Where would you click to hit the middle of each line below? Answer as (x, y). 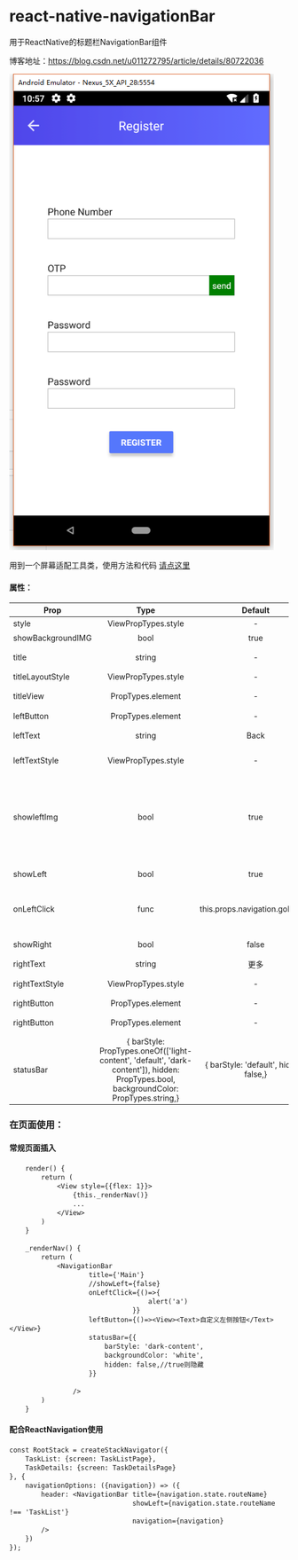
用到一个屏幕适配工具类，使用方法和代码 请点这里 (100, 565)
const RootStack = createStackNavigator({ (89, 1450)
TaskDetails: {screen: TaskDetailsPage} (101, 1468)
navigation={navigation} (178, 1521)
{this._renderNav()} (110, 1195)
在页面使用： (37, 1125)
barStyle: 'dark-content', (154, 1346)
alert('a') (168, 1301)
